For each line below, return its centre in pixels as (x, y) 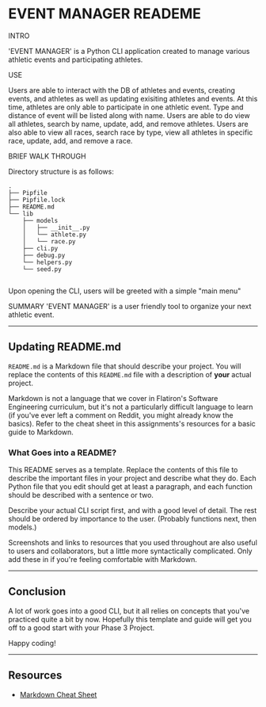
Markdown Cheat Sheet (58, 694)
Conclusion (37, 592)
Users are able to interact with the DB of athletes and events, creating (122, 90)
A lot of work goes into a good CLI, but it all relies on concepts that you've (129, 610)
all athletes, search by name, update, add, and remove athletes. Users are (128, 124)
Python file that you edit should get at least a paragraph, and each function (131, 487)
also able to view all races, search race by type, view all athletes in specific (131, 132)
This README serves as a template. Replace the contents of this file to (123, 470)
